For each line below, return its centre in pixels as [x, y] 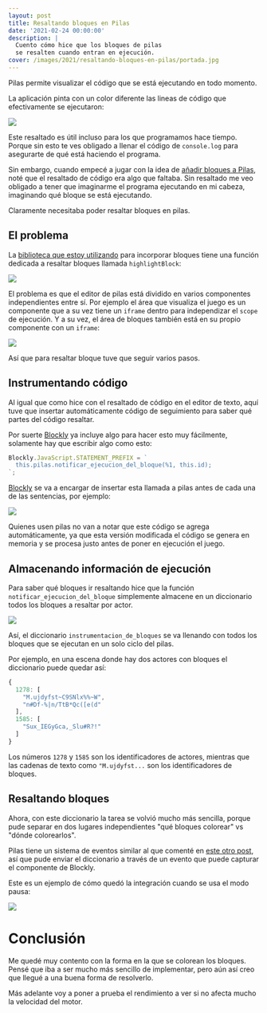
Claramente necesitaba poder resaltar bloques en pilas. [99, 210]
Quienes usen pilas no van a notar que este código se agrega [109, 526]
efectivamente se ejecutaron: [56, 106]
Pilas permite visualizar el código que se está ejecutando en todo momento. [133, 83]
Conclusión [47, 938]
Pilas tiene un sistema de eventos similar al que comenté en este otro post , [131, 850]
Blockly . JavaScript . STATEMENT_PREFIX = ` [78, 458]
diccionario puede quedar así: [57, 668]
